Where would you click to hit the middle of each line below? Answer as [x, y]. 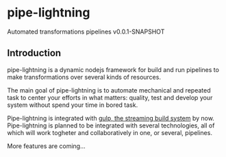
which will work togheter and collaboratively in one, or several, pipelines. [110, 132]
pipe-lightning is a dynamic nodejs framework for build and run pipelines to [113, 69]
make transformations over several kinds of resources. [84, 77]
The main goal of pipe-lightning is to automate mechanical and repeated [109, 90]
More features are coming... [46, 146]
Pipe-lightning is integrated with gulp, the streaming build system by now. [111, 118]
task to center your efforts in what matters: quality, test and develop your [110, 97]
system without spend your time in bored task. [73, 105]
